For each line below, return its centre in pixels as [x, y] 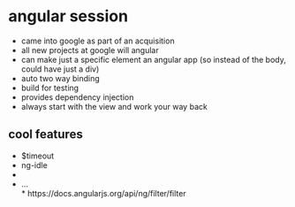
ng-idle [34, 165]
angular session [68, 16]
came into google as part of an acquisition [98, 41]
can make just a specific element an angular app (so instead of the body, [153, 59]
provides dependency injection [77, 97]
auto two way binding [61, 78]
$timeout [38, 156]
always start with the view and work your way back [114, 106]
